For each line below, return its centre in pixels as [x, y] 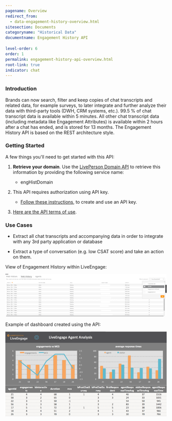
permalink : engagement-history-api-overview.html [59, 59]
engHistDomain [37, 182]
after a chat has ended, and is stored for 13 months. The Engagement [78, 127]
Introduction [21, 88]
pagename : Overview [26, 11]
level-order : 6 [21, 49]
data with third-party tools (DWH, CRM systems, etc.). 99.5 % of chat [79, 110]
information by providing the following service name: [68, 172]
